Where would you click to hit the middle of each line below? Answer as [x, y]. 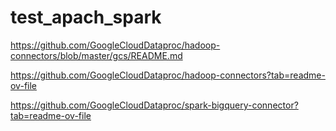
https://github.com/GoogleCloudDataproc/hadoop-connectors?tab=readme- [168, 75]
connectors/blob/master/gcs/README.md [96, 55]
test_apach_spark [86, 17]
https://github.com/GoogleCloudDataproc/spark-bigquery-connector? [154, 105]
